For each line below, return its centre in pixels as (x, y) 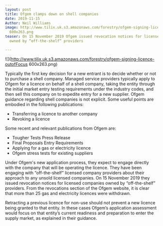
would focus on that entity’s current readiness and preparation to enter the (80, 213)
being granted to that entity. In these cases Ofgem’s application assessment (81, 208)
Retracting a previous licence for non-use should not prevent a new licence (80, 203)
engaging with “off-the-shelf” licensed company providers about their (75, 173)
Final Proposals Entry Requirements (48, 143)
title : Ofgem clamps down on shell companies (52, 14)
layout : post (18, 9)
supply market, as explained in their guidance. (51, 218)
